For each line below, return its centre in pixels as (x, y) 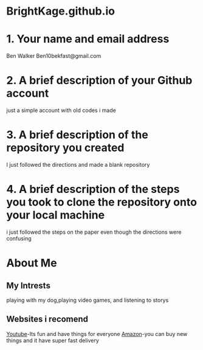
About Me (32, 263)
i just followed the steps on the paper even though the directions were (94, 232)
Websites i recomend (47, 319)
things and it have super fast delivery (53, 340)
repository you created (65, 148)
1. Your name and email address (88, 39)
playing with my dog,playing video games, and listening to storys (88, 300)
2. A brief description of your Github (99, 81)
